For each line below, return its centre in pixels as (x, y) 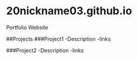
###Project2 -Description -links (45, 50)
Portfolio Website (27, 27)
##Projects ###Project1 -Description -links (59, 39)
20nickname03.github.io (69, 11)
